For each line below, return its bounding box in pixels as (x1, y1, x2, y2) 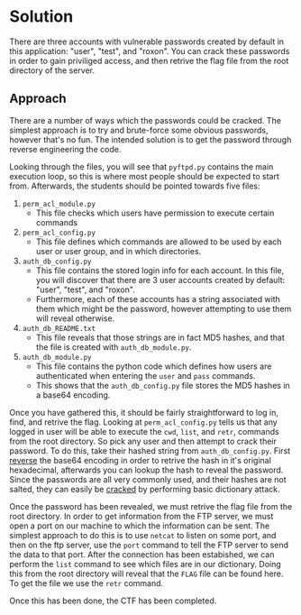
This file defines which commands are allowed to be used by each (35, 236, 282, 247)
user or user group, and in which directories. (35, 245, 202, 256)
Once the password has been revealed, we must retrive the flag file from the (9, 500, 293, 511)
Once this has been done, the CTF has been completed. (9, 595, 217, 606)
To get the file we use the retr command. (9, 577, 164, 588)
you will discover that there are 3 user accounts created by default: (35, 274, 286, 285)
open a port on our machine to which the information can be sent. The (9, 520, 270, 531)
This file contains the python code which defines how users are (35, 361, 272, 372)
